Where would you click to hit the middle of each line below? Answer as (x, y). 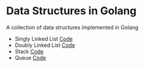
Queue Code (30, 58)
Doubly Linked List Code (45, 45)
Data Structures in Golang (71, 11)
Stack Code (29, 51)
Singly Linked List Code (44, 39)
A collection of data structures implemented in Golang (72, 27)
